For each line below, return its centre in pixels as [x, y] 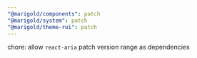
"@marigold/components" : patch [54, 14]
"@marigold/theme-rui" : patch [52, 27]
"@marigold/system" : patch [47, 21]
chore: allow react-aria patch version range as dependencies [99, 47]
